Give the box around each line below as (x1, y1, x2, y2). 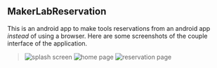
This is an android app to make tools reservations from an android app (7, 24, 211, 32)
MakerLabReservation (7, 6, 107, 18)
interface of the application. (7, 39, 88, 48)
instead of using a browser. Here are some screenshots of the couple (7, 32, 208, 40)
